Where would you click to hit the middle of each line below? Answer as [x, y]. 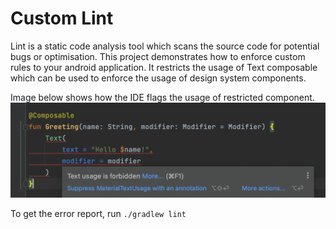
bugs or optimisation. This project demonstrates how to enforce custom [158, 56]
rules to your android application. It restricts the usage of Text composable [164, 67]
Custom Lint [62, 18]
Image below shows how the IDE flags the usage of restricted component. [162, 97]
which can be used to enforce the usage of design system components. [158, 78]
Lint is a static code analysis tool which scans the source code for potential [165, 46]
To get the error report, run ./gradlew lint [98, 214]
